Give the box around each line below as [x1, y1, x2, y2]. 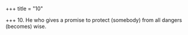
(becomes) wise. [5, 23, 47, 30]
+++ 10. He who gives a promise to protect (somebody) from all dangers [5, 17, 182, 23]
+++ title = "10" [5, 5, 43, 12]
